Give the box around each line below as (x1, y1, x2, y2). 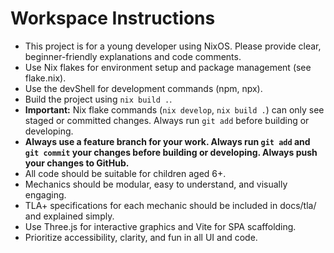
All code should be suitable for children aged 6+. (24, 167, 227, 179)
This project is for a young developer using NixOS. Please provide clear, (24, 40, 322, 52)
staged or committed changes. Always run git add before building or (24, 114, 310, 126)
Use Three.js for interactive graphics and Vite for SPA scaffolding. (24, 220, 297, 232)
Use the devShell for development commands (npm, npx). (24, 82, 263, 94)
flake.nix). (24, 72, 67, 84)
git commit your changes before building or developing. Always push (24, 146, 318, 158)
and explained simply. (24, 210, 115, 222)
